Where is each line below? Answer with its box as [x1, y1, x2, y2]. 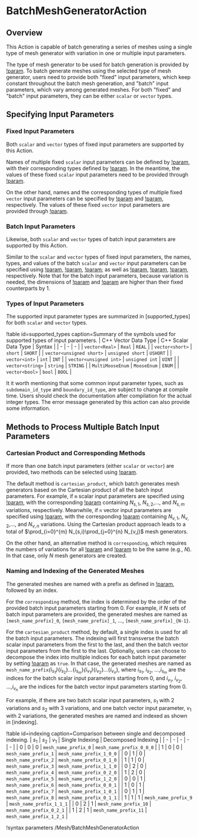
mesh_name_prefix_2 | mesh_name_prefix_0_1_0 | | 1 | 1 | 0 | [6, 756, 145, 763]
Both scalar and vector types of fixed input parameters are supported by [6, 141, 184, 148]
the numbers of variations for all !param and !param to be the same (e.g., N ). [6, 546, 192, 553]
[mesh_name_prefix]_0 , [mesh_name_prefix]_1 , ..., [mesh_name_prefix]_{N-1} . [6, 617, 191, 624]
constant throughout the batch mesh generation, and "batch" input [6, 80, 169, 87]
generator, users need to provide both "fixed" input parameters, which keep [6, 74, 191, 80]
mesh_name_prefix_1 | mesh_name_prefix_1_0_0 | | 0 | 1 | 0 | [6, 750, 146, 757]
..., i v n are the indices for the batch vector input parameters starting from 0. [6, 683, 187, 692]
